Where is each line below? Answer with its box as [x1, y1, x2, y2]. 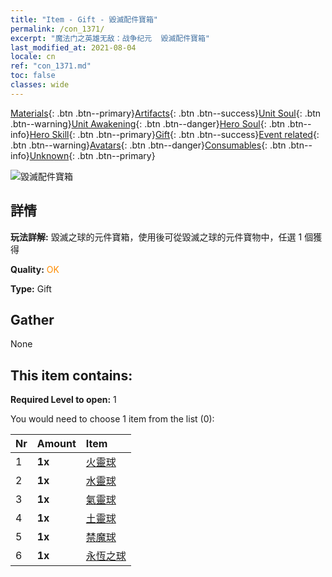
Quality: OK [10, 263, 60, 275]
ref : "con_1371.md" [10, 61, 92, 71]
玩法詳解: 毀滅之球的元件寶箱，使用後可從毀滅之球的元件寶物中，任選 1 [10, 231, 303, 243]
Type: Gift [10, 282, 52, 295]
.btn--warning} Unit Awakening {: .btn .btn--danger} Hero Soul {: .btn [10, 117, 286, 130]
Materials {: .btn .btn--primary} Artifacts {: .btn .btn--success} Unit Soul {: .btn [10, 107, 322, 119]
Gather [10, 311, 55, 328]
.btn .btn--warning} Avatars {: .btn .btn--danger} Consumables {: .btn [10, 139, 287, 151]
